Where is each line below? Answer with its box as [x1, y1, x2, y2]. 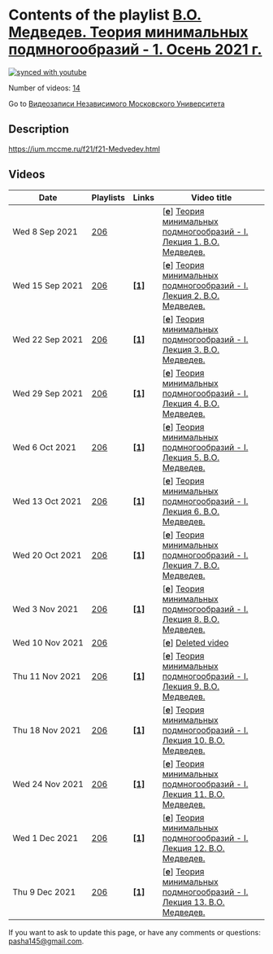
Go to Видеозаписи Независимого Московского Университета [8, 98, 225, 108]
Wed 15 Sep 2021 [12, 279, 84, 291]
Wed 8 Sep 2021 [12, 225, 79, 237]
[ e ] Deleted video [162, 637, 229, 648]
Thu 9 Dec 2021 [12, 886, 76, 897]
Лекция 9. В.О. [162, 680, 220, 692]
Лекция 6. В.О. [162, 505, 220, 517]
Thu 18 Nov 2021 [12, 724, 81, 736]
